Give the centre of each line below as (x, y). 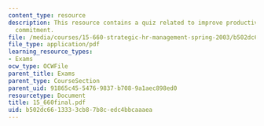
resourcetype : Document (47, 95)
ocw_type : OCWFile (38, 67)
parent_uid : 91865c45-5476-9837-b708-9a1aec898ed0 (93, 88)
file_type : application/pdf (54, 45)
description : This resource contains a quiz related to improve (115, 23)
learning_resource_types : (50, 52)
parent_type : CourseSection (54, 81)
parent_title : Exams (42, 74)
